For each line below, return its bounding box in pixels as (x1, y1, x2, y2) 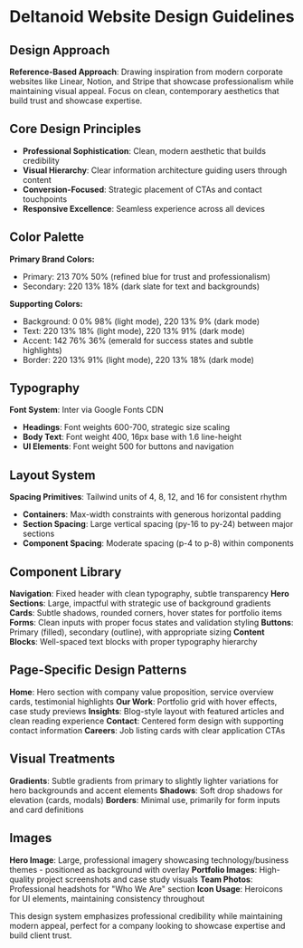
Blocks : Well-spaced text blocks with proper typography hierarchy (9, 637, 258, 647)
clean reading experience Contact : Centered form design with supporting (9, 715, 284, 726)
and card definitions (9, 804, 84, 815)
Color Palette (9, 229, 84, 245)
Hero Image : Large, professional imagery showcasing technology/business (9, 854, 289, 866)
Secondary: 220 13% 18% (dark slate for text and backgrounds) (22, 281, 260, 292)
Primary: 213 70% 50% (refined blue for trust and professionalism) (22, 271, 271, 282)
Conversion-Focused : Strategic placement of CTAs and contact (22, 184, 262, 195)
